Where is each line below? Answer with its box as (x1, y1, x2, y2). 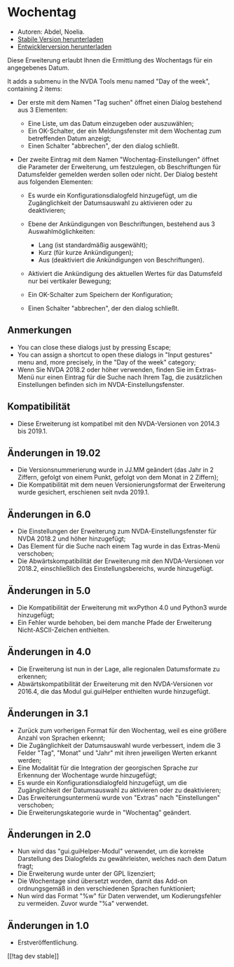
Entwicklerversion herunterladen (17, 42, 112, 51)
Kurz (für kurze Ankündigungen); (38, 248, 134, 256)
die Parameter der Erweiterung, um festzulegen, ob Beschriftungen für (17, 162, 221, 171)
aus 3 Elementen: (17, 105, 68, 114)
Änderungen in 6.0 (7, 508, 91, 520)
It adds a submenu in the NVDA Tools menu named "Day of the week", (7, 77, 210, 85)
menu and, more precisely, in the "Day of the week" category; (17, 357, 196, 366)
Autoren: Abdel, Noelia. (17, 27, 85, 36)
